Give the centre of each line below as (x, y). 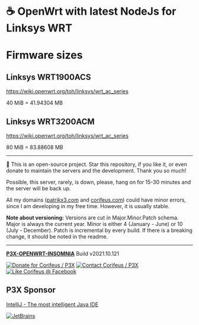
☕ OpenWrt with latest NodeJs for (91, 12)
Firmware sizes (44, 55)
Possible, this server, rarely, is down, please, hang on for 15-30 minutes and (99, 182)
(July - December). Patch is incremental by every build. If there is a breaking (99, 230)
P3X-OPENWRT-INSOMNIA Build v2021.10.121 (63, 254)
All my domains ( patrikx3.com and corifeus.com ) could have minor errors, (96, 200)
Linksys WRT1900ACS (49, 77)
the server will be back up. (38, 188)
